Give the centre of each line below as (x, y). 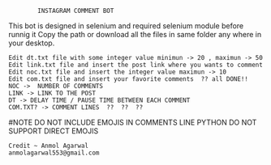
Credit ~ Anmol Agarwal (49, 146)
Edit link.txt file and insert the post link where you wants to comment (136, 65)
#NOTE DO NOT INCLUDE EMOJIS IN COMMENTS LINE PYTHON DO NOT (133, 122)
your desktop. (32, 43)
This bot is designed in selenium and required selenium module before (126, 26)
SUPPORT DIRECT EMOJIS (54, 131)
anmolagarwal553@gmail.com (54, 153)
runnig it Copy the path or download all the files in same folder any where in (135, 34)
